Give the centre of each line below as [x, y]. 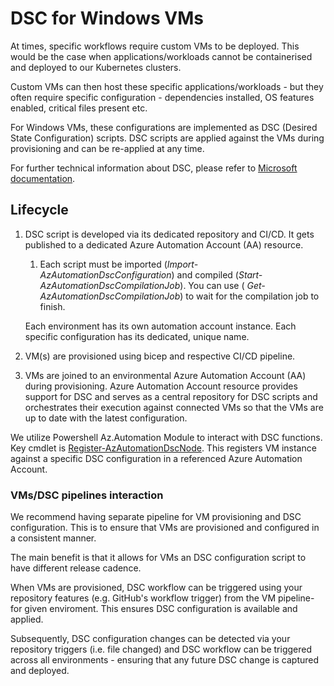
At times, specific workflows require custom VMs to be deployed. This [155, 46]
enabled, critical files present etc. [79, 108]
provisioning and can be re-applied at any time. [107, 148]
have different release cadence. [76, 568]
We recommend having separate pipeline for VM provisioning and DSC [156, 517]
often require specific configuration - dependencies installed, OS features [162, 97]
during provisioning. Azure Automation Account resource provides [161, 386]
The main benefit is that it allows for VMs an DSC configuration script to [158, 558]
